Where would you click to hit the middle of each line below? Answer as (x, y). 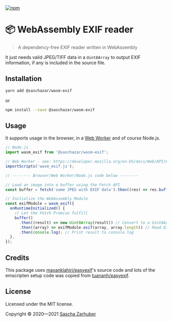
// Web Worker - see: (28, 162)
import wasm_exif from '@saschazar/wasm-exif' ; (57, 152)
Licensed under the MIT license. (39, 304)
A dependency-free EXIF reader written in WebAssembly (78, 47)
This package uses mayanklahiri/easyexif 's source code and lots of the (80, 270)
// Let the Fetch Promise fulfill (51, 213)
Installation (24, 79)
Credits (17, 258)
